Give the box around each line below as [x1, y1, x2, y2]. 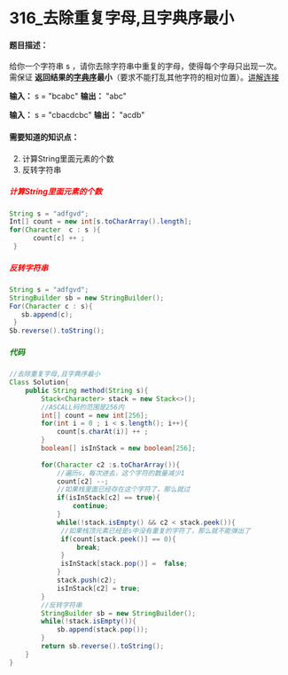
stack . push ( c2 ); [56, 576, 117, 585]
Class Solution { [9, 378, 69, 387]
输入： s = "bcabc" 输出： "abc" [9, 90, 127, 102]
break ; [76, 543, 101, 552]
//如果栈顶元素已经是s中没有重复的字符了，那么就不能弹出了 [60, 526, 251, 535]
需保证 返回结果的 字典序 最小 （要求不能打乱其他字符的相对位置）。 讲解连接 [9, 72, 279, 82]
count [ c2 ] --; [56, 476, 109, 486]
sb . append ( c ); [20, 310, 74, 319]
